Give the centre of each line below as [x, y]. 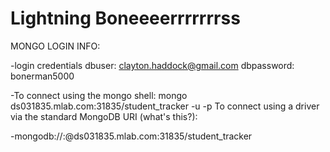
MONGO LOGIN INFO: [55, 46]
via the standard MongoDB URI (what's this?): [104, 116]
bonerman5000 [42, 76]
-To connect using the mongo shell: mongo [99, 95]
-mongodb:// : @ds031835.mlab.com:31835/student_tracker [131, 136]
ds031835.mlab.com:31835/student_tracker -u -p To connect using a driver [165, 106]
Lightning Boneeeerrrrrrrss [125, 18]
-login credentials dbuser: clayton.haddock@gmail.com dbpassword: [152, 65]
